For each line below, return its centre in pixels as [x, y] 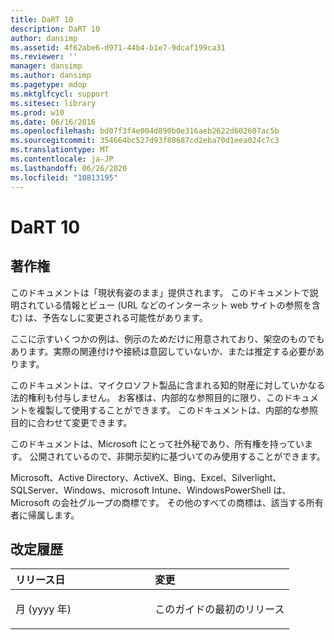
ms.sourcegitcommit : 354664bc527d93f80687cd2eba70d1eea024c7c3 [145, 141]
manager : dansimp [46, 66]
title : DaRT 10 [42, 19]
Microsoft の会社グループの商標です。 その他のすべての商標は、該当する [158, 502]
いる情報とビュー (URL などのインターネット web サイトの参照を [178, 305]
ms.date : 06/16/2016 [53, 122]
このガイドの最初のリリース [219, 609]
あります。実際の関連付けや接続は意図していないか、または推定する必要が [163, 351]
